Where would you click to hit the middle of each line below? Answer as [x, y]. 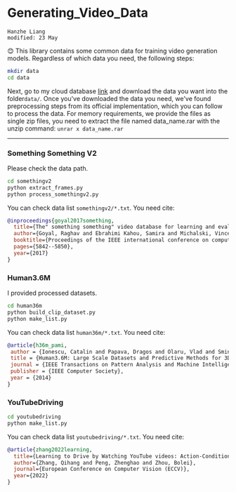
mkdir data [23, 71]
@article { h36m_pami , [38, 345]
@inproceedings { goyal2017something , [61, 220]
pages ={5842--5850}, [44, 247]
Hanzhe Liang [26, 32]
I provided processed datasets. [52, 293]
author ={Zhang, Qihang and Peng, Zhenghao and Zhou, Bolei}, [105, 463]
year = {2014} [31, 378]
